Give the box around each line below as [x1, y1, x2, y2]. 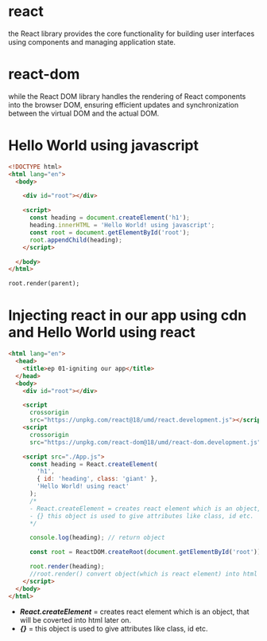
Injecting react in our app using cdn [8, 306, 247, 324]
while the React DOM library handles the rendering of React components [8, 91, 246, 101]
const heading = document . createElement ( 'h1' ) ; [29, 214, 191, 222]
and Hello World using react [8, 324, 196, 341]
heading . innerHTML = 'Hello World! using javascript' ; [29, 222, 215, 230]
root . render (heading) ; [29, 563, 105, 571]
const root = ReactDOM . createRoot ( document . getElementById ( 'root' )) [29, 549, 261, 556]
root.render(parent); [8, 280, 80, 288]
